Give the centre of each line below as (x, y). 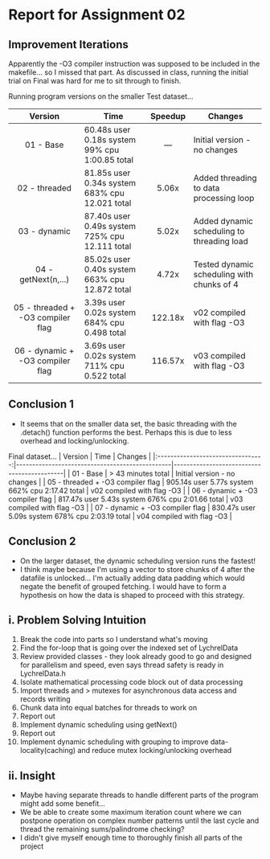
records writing (45, 699)
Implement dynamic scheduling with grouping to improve (114, 742)
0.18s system (110, 140)
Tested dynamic (224, 264)
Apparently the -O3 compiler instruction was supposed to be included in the (134, 63)
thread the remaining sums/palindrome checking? (102, 829)
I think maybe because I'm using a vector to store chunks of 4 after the (137, 569)
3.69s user (105, 346)
